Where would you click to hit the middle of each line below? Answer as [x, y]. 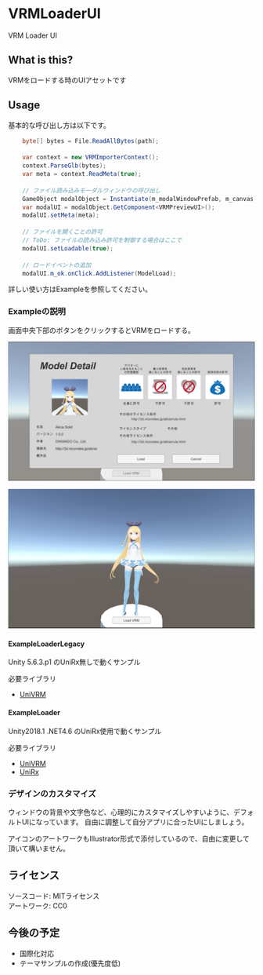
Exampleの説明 [37, 312]
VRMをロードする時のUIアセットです [67, 80]
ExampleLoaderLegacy [46, 644]
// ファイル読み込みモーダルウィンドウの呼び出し [92, 190]
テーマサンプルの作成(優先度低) [70, 963]
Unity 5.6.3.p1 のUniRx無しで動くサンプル [74, 662]
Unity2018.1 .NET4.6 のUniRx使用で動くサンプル [85, 731]
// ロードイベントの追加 [57, 265]
